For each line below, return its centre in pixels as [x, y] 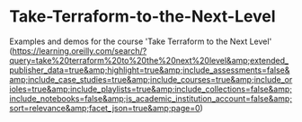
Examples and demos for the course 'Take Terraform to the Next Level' [141, 41]
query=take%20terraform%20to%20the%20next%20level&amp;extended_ [149, 60]
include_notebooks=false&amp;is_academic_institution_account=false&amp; [151, 98]
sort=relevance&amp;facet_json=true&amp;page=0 [105, 108]
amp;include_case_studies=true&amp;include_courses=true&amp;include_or [151, 79]
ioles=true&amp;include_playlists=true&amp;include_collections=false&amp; [151, 89]
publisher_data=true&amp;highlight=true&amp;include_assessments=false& [150, 70]
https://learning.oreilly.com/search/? [80, 50]
